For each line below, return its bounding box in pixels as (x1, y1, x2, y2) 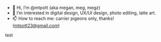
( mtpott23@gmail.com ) (12, 23, 60, 28)
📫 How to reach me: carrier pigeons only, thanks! (12, 15, 114, 21)
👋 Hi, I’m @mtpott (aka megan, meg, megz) (12, 5, 101, 10)
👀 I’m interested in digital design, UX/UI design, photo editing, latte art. (12, 10, 156, 16)
